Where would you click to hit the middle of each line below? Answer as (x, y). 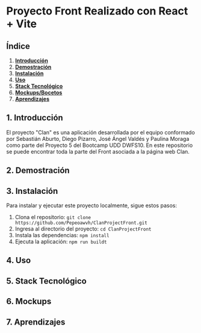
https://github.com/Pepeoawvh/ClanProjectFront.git (81, 223)
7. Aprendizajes (36, 322)
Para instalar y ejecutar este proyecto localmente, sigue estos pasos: (92, 205)
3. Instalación (32, 191)
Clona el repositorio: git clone (53, 217)
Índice (18, 46)
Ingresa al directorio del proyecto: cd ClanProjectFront (83, 229)
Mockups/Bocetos (39, 92)
